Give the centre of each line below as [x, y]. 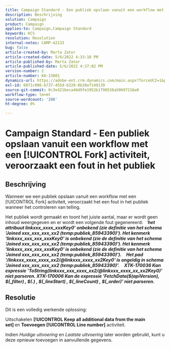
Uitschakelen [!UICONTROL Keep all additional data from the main [75, 319]
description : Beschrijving [34, 15]
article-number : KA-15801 [32, 76]
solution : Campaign [26, 19]
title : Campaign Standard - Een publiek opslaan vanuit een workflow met [85, 10]
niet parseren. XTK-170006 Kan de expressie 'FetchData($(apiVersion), [82, 276]
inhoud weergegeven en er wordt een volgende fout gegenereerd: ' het [80, 223]
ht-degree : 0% [20, 104]
